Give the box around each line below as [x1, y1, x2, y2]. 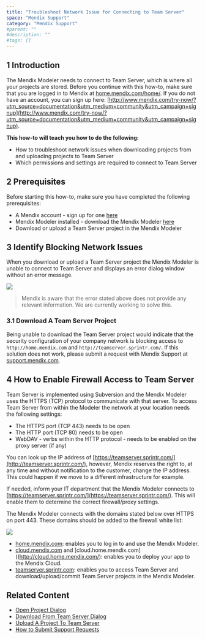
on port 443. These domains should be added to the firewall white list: [6, 516, 184, 524]
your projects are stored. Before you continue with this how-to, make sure [6, 83, 193, 90]
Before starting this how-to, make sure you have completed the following [6, 193, 190, 200]
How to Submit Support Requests [15, 626, 100, 633]
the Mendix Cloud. [15, 559, 62, 567]
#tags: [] [6, 37, 32, 44]
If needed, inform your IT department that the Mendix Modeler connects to [6, 485, 195, 492]
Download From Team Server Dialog [15, 613, 107, 620]
